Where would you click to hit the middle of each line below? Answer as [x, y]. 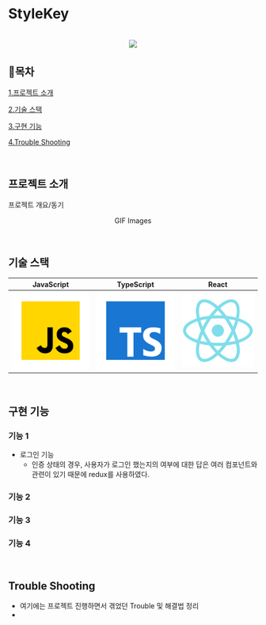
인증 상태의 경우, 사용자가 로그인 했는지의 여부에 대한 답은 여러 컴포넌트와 [144, 464]
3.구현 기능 [25, 126]
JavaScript [51, 284]
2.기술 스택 [25, 109]
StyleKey [39, 14]
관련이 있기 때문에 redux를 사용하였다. [91, 474]
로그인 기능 [37, 454]
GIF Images [133, 220]
